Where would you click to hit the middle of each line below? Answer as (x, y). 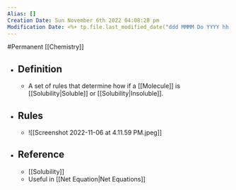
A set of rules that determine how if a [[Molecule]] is (104, 86)
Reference (41, 154)
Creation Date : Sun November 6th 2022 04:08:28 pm (83, 20)
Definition (40, 69)
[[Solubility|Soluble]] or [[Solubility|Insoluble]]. (96, 94)
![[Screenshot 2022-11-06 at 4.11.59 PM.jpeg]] (95, 132)
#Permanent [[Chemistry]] (46, 47)
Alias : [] (22, 14)
